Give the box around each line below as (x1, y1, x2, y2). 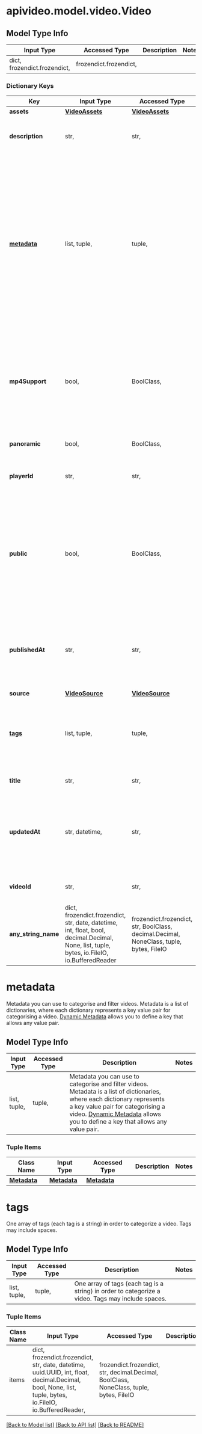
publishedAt (9, 645, 45, 654)
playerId (9, 472, 34, 481)
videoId (9, 882, 31, 891)
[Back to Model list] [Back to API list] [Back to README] (6, 1421, 144, 1429)
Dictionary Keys (6, 81, 54, 90)
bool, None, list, (32, 1383, 76, 1392)
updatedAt (9, 828, 41, 836)
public (9, 549, 28, 558)
